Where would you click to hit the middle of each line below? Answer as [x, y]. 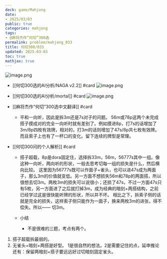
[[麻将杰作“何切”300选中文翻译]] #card [52, 107]
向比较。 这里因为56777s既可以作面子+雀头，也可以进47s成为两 [86, 170]
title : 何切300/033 [25, 47]
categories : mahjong [27, 28]
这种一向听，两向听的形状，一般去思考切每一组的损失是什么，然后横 [90, 163]
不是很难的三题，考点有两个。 [58, 228]
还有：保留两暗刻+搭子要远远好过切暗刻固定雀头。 [64, 252]
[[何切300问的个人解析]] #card [44, 147]
